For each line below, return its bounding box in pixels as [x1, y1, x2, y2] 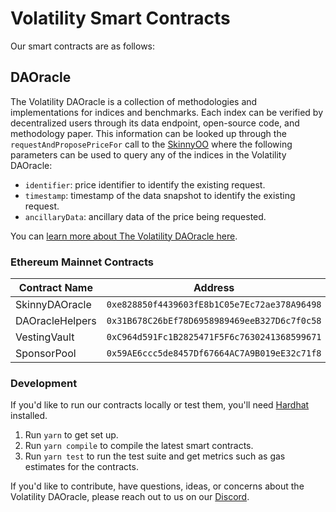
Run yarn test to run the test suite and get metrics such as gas [24, 450, 286, 462]
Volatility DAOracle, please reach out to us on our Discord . [10, 491, 250, 503]
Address [193, 281, 235, 295]
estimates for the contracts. [24, 461, 139, 473]
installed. [10, 410, 48, 422]
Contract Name [18, 281, 93, 295]
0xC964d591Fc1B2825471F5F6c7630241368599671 [106, 332, 322, 343]
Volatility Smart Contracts [10, 7, 231, 30]
